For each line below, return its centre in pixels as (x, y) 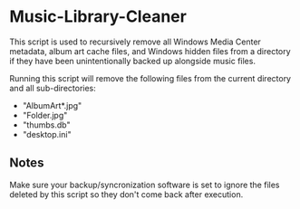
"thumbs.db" (46, 125)
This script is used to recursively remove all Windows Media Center (135, 42)
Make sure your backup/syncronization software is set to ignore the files (145, 185)
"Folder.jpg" (45, 115)
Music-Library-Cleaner (98, 17)
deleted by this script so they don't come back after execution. (126, 194)
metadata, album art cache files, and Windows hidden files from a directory (150, 51)
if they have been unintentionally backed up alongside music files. (133, 61)
